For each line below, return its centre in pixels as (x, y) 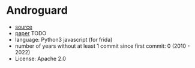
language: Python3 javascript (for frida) (64, 39)
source (24, 27)
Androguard (37, 10)
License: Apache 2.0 (40, 58)
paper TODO (31, 33)
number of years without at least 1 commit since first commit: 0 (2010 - (102, 46)
